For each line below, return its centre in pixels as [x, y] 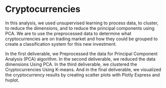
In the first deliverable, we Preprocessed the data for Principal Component [82, 54]
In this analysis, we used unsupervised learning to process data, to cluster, [82, 23]
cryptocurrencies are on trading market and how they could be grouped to [82, 39]
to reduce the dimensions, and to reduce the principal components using [80, 28]
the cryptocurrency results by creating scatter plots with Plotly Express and [83, 75]
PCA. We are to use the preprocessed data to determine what [68, 33]
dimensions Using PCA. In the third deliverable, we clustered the [71, 64]
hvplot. [12, 80]
